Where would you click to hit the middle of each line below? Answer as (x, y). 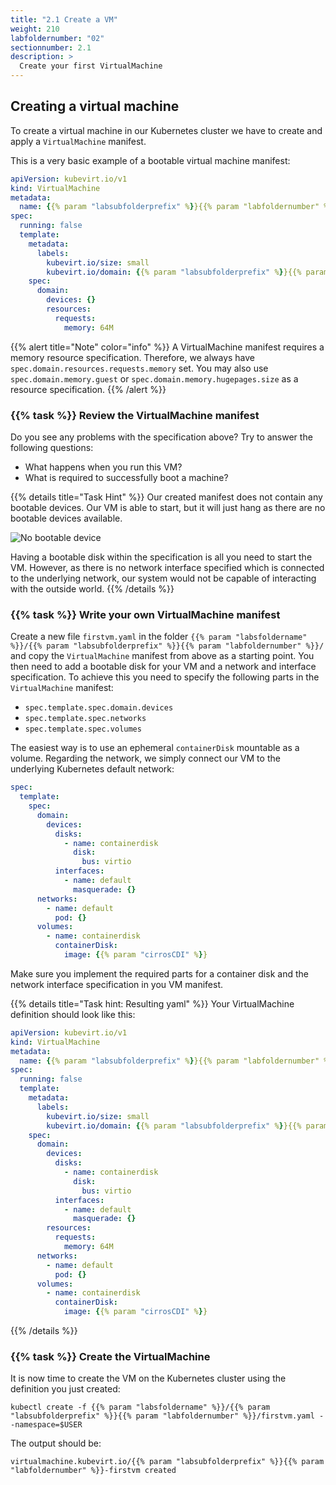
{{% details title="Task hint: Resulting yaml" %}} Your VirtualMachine (152, 1003)
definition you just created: (65, 1389)
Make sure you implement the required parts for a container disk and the (159, 973)
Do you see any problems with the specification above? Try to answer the (161, 437)
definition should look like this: (73, 1014)
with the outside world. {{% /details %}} (92, 588)
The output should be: (56, 1443)
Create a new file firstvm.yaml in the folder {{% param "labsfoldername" (159, 637)
